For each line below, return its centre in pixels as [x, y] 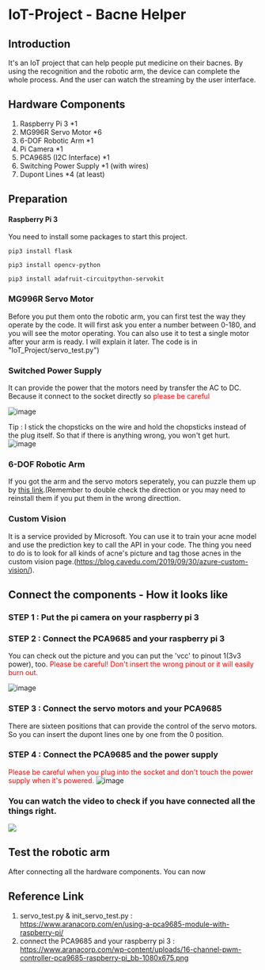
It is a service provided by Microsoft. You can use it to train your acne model [132, 536]
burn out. [23, 673]
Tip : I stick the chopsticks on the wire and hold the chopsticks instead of [127, 427]
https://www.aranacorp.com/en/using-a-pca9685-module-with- [125, 924]
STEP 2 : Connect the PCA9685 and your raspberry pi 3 [117, 638]
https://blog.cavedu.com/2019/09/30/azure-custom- [163, 561]
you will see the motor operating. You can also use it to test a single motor [129, 333]
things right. [32, 811]
